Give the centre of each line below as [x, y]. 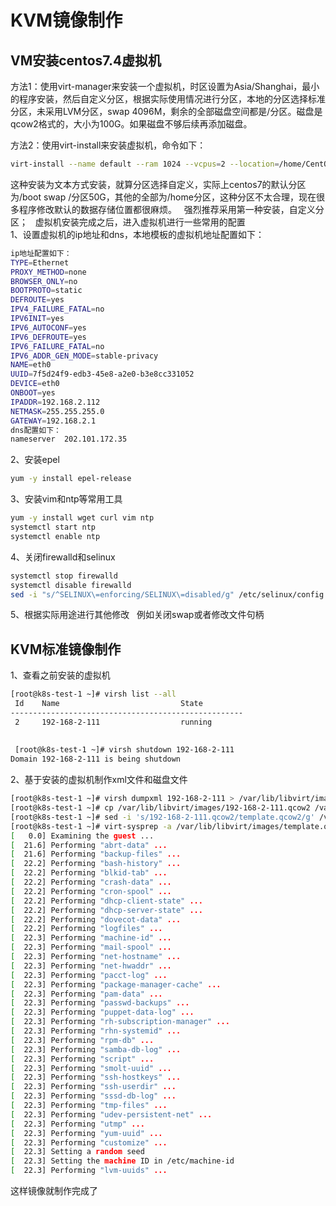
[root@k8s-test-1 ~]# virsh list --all [93, 694]
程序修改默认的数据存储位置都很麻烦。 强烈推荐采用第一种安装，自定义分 [171, 209]
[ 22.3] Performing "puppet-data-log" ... [102, 1012]
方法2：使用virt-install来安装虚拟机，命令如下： [108, 145]
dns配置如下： [36, 430]
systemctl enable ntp [55, 536]
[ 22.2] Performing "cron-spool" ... [91, 891]
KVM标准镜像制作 [66, 649]
